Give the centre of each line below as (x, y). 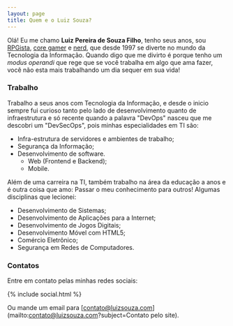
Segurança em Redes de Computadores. (76, 247)
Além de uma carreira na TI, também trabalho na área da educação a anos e (117, 181)
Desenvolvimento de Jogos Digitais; (69, 225)
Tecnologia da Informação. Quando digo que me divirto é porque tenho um (115, 55)
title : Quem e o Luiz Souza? (50, 20)
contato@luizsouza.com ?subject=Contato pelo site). (104, 316)
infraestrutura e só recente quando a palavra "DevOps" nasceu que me (110, 118)
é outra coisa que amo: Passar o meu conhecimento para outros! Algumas (114, 189)
